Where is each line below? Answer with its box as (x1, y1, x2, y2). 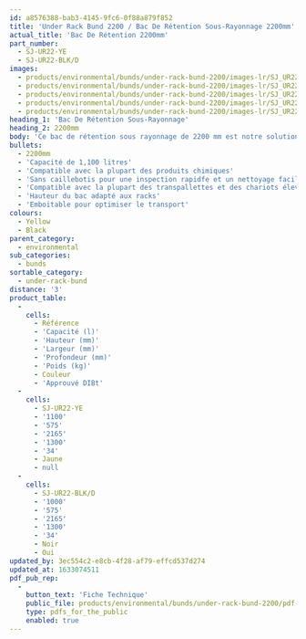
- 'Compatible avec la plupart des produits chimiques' (17, 166, 234, 175)
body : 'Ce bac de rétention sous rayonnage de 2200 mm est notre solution (9, 132, 300, 141)
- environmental (17, 243, 79, 252)
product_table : (9, 293, 67, 302)
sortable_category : (9, 268, 84, 278)
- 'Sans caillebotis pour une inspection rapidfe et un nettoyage (17, 174, 275, 183)
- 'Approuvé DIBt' (33, 378, 104, 388)
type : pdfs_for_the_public (25, 608, 128, 617)
